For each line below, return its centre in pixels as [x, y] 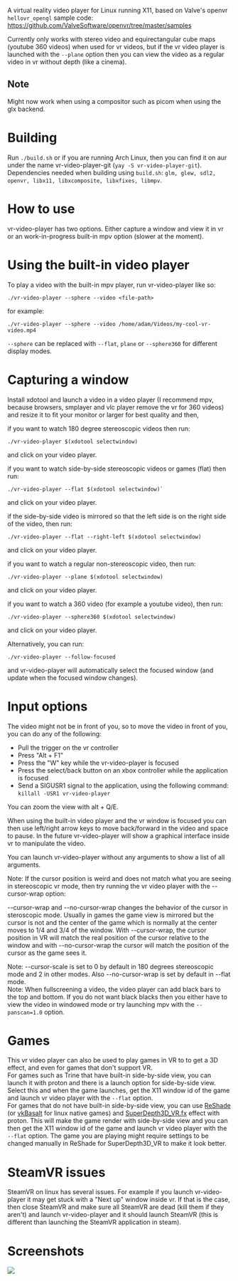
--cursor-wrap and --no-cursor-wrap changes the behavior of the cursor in [118, 907]
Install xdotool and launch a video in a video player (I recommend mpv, [111, 399]
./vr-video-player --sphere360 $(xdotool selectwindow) [92, 617]
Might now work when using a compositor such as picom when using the [114, 101]
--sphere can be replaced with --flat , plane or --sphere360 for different [113, 343]
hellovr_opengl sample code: [50, 18]
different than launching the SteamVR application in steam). [94, 1222]
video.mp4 [22, 330]
